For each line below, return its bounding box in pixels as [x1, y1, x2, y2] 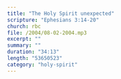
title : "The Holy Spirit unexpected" [7, 10, 115, 17]
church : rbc [7, 23, 41, 30]
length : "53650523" [7, 55, 63, 62]
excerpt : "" [7, 36, 41, 43]
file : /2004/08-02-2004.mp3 [7, 29, 88, 36]
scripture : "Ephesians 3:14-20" [7, 16, 99, 23]
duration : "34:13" [7, 49, 59, 56]
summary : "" [7, 42, 41, 49]
